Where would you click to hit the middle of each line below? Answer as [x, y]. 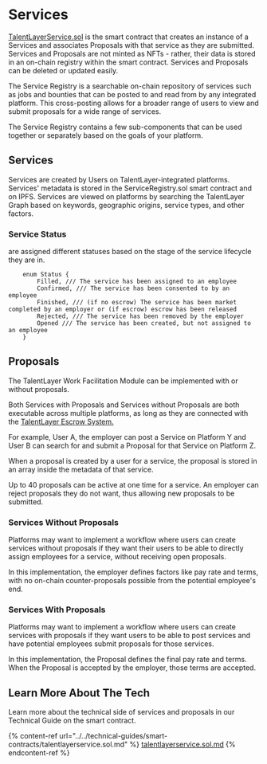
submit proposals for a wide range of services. [85, 111]
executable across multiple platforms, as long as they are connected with [128, 413]
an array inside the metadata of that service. [81, 469]
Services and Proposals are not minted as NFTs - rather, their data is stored [132, 53]
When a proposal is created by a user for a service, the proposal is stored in [133, 460]
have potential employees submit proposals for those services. [111, 644]
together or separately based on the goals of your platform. [106, 135]
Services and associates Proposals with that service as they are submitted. [132, 45]
